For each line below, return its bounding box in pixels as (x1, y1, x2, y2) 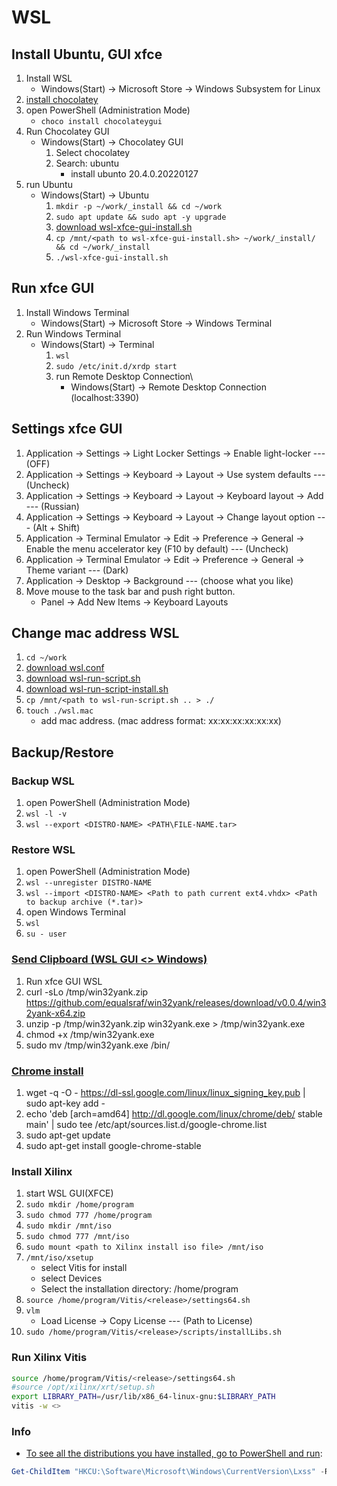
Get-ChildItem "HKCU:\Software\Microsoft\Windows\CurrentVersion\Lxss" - (11, 1467, 326, 1477)
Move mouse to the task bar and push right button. (25, 585, 236, 597)
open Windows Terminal (25, 906, 126, 918)
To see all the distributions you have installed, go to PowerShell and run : (25, 1447, 323, 1460)
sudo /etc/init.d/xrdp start (55, 361, 178, 371)
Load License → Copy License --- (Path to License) (40, 1315, 253, 1327)
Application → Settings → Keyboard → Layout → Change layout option (25, 511, 316, 523)
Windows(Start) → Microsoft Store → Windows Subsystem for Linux (40, 83, 321, 95)
